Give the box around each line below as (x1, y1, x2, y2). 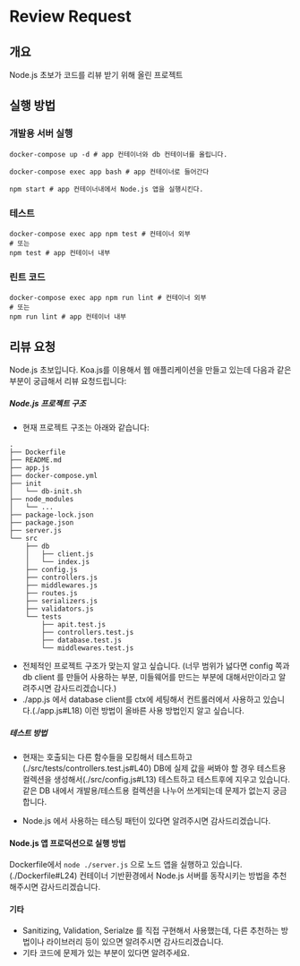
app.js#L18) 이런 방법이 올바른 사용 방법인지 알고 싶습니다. (39, 705, 244, 716)
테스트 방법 (9, 727, 47, 738)
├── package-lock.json (9, 510, 94, 520)
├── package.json (9, 518, 74, 527)
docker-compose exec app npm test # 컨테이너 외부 (9, 229, 191, 238)
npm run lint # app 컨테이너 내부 (9, 312, 127, 321)
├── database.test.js (41, 636, 123, 645)
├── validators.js (25, 604, 94, 614)
